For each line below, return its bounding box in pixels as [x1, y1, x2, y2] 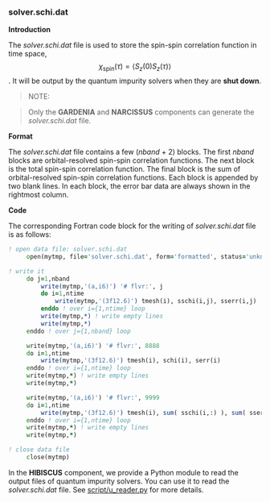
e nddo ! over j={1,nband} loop [26, 327, 131, 335]
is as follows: [8, 230, 51, 239]
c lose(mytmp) [26, 454, 70, 462]
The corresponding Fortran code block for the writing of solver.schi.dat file [8, 221, 256, 231]
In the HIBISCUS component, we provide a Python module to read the [8, 467, 239, 477]
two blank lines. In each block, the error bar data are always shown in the [8, 181, 251, 191]
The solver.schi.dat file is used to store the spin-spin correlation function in [8, 40, 257, 50]
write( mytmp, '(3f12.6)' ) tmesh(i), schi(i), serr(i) [40, 357, 221, 365]
